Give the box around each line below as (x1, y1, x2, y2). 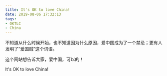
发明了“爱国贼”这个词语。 (5, 46, 57, 52)
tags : (5, 16, 16, 21)
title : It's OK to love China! (5, 7, 70, 12)
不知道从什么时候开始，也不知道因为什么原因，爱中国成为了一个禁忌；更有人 (5, 40, 163, 46)
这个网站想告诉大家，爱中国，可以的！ (5, 56, 84, 62)
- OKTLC (5, 21, 21, 26)
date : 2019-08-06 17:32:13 (5, 12, 61, 17)
